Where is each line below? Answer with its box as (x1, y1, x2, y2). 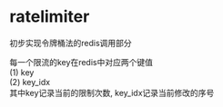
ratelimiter (9, 6, 90, 27)
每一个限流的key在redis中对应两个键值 (9, 56, 153, 67)
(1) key (9, 66, 35, 78)
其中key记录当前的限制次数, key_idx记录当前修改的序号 (9, 87, 215, 98)
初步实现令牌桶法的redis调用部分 (9, 37, 132, 48)
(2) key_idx (9, 76, 51, 87)
